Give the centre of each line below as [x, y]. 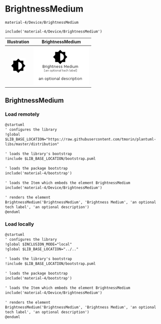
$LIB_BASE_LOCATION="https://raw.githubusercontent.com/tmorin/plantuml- [81, 139]
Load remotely [22, 114]
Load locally [20, 224]
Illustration [18, 42]
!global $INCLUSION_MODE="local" [39, 245]
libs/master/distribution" [32, 144]
